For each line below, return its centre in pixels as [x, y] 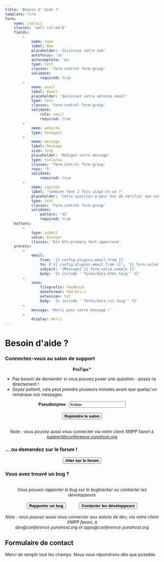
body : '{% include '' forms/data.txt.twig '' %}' [89, 301]
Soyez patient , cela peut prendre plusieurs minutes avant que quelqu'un [84, 389]
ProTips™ [82, 369]
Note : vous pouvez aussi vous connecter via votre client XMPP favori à [82, 431]
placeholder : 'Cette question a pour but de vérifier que [91, 196]
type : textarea [47, 160]
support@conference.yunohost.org [82, 437]
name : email [43, 87]
